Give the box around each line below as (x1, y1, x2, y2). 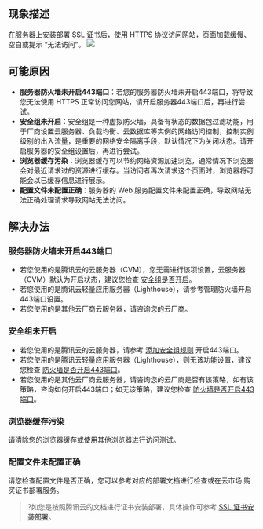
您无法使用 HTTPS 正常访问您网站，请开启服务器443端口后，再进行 (19, 97, 239, 106)
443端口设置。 (19, 294, 68, 304)
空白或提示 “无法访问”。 (8, 39, 86, 49)
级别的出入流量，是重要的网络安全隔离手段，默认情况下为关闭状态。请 (19, 136, 247, 145)
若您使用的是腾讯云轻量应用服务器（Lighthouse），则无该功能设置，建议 (19, 355, 253, 364)
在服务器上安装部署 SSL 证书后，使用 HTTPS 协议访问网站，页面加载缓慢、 (8, 30, 251, 39)
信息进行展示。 (60, 175, 110, 184)
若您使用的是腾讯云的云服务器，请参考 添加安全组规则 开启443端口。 (19, 345, 243, 355)
